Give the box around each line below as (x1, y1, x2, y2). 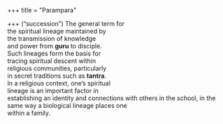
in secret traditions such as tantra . (7, 71, 107, 80)
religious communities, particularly (7, 64, 107, 72)
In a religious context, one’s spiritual (7, 79, 110, 87)
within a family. (7, 109, 51, 117)
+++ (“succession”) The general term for (7, 20, 125, 27)
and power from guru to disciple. (7, 42, 103, 50)
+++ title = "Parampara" (7, 6, 77, 14)
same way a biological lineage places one (7, 102, 127, 109)
